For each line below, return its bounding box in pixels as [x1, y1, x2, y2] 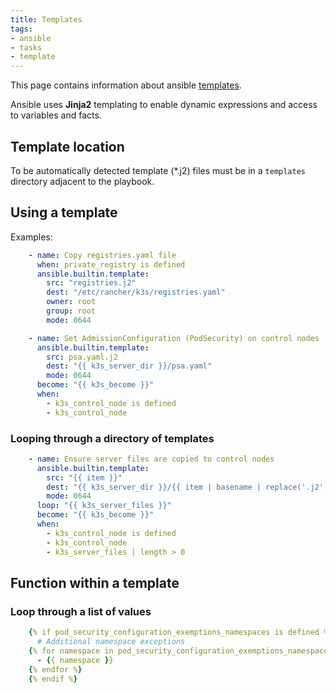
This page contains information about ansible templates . [10, 79, 242, 91]
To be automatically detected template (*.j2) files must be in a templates [10, 164, 306, 176]
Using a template [10, 204, 118, 221]
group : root [46, 306, 97, 316]
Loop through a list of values [10, 604, 152, 618]
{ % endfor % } [28, 664, 83, 675]
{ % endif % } [28, 674, 78, 684]
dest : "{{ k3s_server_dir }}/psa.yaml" [46, 361, 213, 371]
